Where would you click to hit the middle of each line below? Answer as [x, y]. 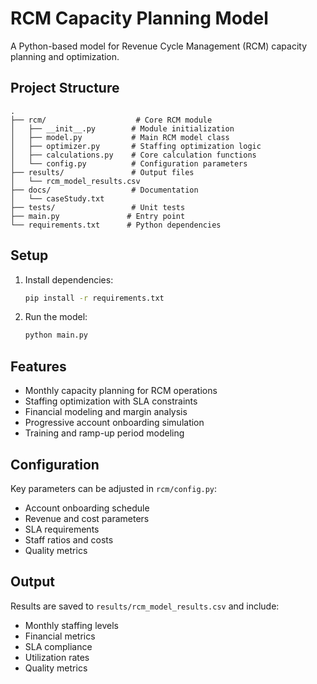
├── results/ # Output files [102, 172]
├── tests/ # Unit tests [98, 207]
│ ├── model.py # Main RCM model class [120, 137]
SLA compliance [58, 646]
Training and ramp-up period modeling [104, 433]
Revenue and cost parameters [87, 518]
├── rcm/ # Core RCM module [111, 120]
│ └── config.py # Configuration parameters [129, 163]
